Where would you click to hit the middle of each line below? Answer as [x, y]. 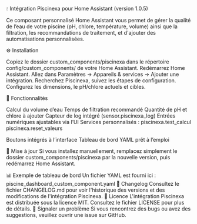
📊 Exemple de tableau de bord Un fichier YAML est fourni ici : [81, 175]
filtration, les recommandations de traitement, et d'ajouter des [81, 33]
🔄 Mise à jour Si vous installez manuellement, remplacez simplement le [92, 151]
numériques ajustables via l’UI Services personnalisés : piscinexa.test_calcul [98, 122]
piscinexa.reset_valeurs [34, 128]
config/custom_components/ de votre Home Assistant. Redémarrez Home [96, 68]
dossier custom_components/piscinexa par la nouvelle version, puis [88, 157]
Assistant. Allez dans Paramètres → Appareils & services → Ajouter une [93, 74]
